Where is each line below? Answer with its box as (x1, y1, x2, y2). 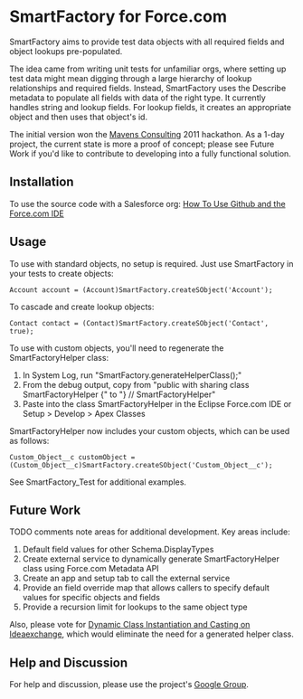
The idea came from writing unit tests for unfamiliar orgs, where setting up (9, 63, 287, 74)
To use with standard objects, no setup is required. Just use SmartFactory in (9, 258, 294, 269)
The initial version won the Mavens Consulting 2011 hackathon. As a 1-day (9, 128, 285, 139)
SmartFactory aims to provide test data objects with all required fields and (9, 36, 285, 47)
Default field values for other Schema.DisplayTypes (22, 544, 214, 555)
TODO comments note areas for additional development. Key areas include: (9, 526, 291, 537)
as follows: (9, 435, 50, 446)
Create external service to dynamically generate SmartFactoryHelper (22, 553, 280, 564)
